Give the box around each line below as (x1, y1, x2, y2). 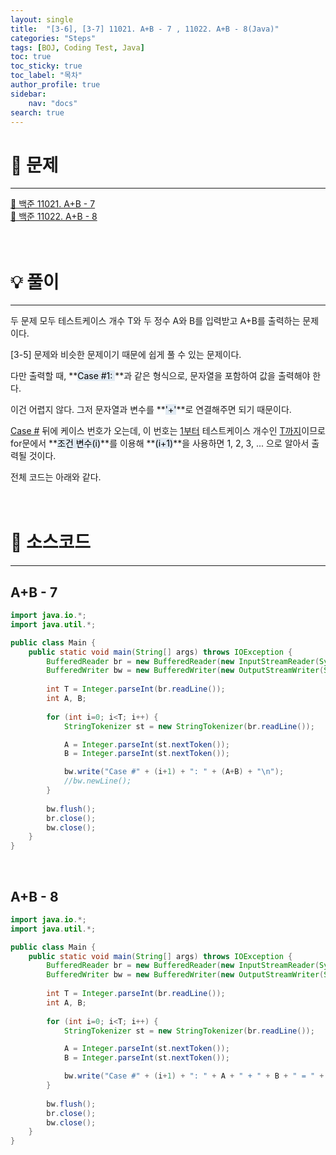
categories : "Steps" (10, 33, 97, 43)
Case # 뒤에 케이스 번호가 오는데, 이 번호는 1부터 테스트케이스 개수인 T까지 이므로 (10, 425, 326, 437)
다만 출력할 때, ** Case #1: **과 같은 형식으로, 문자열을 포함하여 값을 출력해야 (10, 370, 311, 382)
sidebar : (10, 89, 47, 99)
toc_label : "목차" (10, 71, 83, 81)
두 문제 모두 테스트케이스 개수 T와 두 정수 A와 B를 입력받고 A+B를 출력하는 (10, 315, 301, 327)
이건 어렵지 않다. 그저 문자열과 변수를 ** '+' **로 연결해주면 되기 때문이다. (10, 404, 292, 416)
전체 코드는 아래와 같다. (10, 471, 102, 483)
